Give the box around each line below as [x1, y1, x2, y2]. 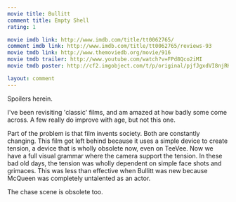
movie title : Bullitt [7, 10, 71, 18]
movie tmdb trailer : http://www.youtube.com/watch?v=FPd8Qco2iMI [7, 56, 202, 63]
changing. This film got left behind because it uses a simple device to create [7, 137, 228, 145]
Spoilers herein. [7, 94, 53, 103]
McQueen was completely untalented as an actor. [7, 174, 151, 182]
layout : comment [7, 75, 55, 82]
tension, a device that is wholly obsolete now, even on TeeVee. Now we [7, 144, 214, 152]
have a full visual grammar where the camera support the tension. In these [7, 151, 223, 160]
